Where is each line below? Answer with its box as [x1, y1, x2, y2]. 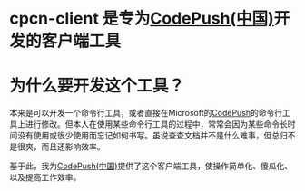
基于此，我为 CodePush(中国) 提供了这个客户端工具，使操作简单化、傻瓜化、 [9, 160, 293, 172]
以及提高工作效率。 [9, 172, 82, 183]
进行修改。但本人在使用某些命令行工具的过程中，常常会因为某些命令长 [25, 119, 288, 129]
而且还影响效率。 [40, 141, 105, 152]
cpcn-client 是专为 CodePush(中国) [9, 8, 274, 29]
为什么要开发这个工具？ [9, 76, 185, 96]
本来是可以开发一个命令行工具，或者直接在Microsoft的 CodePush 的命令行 [9, 108, 283, 119]
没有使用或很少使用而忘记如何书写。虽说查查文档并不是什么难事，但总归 [16, 130, 288, 141]
